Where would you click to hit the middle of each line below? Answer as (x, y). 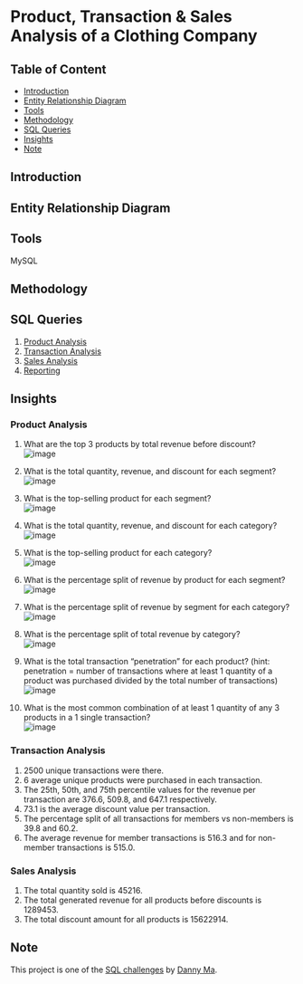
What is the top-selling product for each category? (118, 553)
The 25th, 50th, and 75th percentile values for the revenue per (139, 789)
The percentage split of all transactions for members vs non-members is (158, 818)
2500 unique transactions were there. (94, 770)
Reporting (42, 370)
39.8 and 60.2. (51, 828)
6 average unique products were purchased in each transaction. (143, 779)
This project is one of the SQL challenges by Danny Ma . (114, 970)
